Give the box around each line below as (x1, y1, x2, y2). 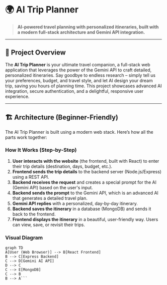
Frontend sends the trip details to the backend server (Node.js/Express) (12, 168, 162, 175)
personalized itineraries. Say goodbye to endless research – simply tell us (5, 72, 156, 78)
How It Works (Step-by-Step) (5, 147, 77, 154)
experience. (5, 93, 30, 99)
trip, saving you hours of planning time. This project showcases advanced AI (5, 83, 162, 89)
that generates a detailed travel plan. (12, 195, 88, 201)
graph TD (5, 246, 23, 251)
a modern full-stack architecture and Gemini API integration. (17, 29, 145, 35)
